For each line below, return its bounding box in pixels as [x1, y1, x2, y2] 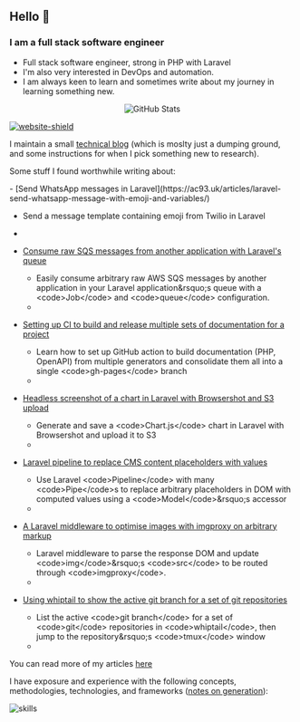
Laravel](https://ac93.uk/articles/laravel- [130, 183, 282, 194]
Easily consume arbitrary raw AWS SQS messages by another [35, 273, 267, 284]
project [22, 328, 50, 340]
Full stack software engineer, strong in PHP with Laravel [22, 56, 231, 68]
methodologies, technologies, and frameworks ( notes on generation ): [9, 685, 269, 696]
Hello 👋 [9, 9, 51, 24]
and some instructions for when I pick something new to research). [9, 148, 260, 159]
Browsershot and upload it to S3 [35, 429, 157, 440]
